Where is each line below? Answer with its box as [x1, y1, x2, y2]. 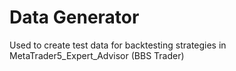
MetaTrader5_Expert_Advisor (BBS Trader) [9, 49, 185, 61]
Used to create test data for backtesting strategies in [9, 39, 227, 51]
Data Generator [9, 6, 140, 29]
